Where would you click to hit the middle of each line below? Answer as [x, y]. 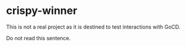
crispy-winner [42, 11]
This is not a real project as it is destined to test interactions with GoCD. [93, 27]
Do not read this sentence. [39, 38]
